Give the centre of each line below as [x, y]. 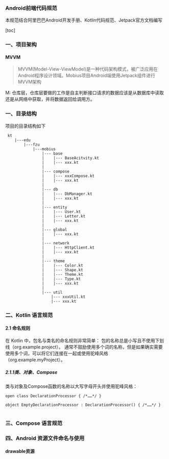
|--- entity [54, 207]
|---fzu [32, 144]
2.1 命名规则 [18, 328]
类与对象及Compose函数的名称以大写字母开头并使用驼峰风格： [71, 386]
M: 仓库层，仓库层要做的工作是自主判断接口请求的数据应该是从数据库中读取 [85, 93]
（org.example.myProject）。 [35, 360]
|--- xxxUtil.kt [68, 297]
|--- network [56, 243]
